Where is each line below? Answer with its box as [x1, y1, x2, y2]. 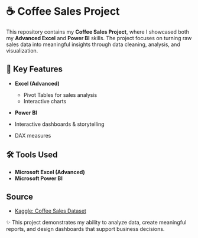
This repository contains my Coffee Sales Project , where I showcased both [6, 28, 190, 35]
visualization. [6, 47, 38, 54]
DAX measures [14, 132, 51, 139]
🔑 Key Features [6, 64, 63, 74]
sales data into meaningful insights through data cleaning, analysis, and [6, 41, 180, 48]
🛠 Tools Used [6, 150, 58, 160]
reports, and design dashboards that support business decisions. [6, 226, 165, 233]
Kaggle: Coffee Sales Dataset [14, 207, 87, 214]
